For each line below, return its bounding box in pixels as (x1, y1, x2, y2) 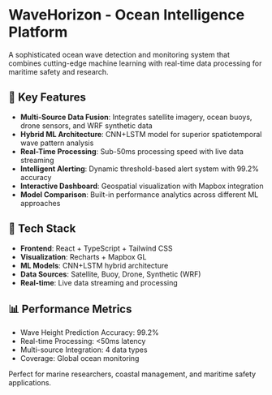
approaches (19, 198, 61, 208)
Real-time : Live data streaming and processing (19, 277, 179, 287)
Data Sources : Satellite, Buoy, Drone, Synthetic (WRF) (19, 269, 201, 279)
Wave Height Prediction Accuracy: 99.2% (19, 328, 160, 337)
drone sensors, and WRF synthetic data (19, 120, 153, 131)
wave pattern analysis (19, 138, 94, 148)
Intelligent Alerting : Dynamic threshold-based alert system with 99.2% (19, 164, 260, 174)
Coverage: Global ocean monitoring (19, 354, 140, 363)
